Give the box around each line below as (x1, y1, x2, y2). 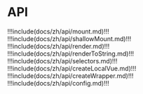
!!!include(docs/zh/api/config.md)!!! (7, 79, 110, 87)
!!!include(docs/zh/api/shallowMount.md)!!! (7, 34, 132, 42)
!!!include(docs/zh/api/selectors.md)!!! (7, 56, 118, 65)
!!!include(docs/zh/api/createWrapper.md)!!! (7, 71, 134, 80)
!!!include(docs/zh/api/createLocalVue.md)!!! (7, 64, 137, 72)
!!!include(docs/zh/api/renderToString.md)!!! (7, 49, 135, 58)
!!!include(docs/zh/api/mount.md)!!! (7, 27, 110, 36)
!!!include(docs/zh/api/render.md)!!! (7, 42, 110, 50)
